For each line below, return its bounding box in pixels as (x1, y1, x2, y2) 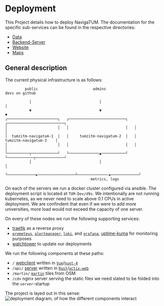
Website (12, 44, 29, 50)
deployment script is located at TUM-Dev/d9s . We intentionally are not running (5, 190, 160, 196)
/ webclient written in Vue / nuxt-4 (12, 260, 78, 266)
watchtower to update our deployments (12, 241, 92, 247)
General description (5, 64, 67, 72)
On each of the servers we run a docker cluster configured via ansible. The (5, 185, 157, 191)
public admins (24, 86, 106, 91)
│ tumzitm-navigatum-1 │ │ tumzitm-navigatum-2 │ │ (5, 134, 137, 139)
